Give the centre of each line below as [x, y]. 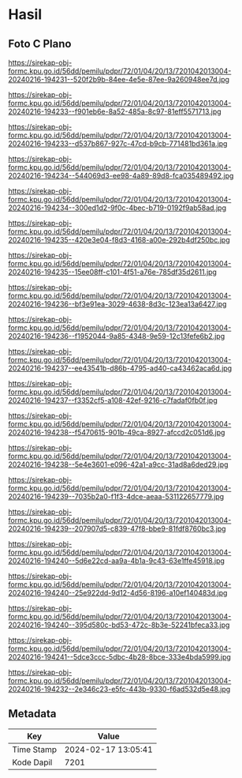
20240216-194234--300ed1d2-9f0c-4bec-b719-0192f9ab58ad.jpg [117, 208]
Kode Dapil [32, 762]
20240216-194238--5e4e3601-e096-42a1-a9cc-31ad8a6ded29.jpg [118, 464]
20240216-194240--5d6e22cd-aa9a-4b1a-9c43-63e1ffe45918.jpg [116, 561]
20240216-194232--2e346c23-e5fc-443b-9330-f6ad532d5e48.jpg [119, 689]
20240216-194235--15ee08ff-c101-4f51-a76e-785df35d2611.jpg [112, 272]
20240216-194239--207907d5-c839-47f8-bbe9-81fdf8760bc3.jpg [117, 528]
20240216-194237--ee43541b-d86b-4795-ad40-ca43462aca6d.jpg [120, 368]
